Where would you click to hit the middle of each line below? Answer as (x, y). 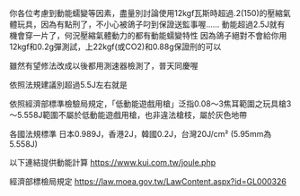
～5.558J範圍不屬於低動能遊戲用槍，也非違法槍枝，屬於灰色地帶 (128, 115)
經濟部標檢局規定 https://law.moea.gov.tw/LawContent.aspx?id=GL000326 (148, 181)
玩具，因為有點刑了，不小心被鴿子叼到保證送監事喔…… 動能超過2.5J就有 (151, 24)
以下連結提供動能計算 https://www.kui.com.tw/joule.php (113, 162)
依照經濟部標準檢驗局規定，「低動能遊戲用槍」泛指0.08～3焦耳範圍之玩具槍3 (150, 104)
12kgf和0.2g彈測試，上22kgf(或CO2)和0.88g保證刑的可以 (115, 47)
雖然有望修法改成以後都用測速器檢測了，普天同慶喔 (104, 66)
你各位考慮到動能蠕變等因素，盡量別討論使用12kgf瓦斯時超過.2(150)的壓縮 (146, 13)
